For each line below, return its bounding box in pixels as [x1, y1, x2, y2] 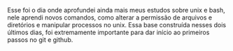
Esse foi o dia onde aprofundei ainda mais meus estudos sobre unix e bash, [7, 6, 225, 14]
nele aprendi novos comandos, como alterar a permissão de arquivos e [7, 13, 212, 22]
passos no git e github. [7, 36, 73, 44]
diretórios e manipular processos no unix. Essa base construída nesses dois [7, 21, 226, 29]
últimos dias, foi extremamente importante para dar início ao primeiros [7, 28, 210, 36]
